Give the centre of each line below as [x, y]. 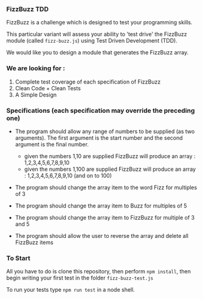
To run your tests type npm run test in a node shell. [71, 290]
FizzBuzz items [34, 242]
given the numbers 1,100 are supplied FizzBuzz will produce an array [110, 169]
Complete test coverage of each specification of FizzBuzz [88, 82]
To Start [18, 258]
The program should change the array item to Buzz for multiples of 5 [101, 206]
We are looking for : [36, 68]
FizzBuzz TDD [27, 9]
